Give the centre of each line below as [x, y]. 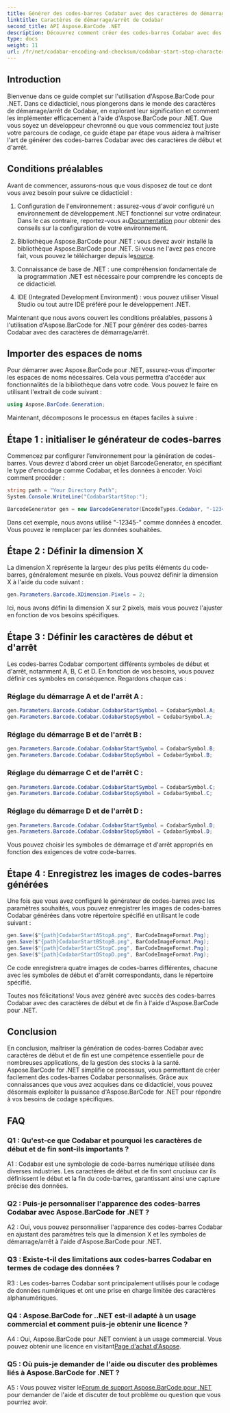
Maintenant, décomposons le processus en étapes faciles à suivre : [102, 418]
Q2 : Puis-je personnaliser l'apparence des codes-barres [104, 1204]
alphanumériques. [33, 1298]
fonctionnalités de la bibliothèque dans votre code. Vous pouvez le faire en [112, 384]
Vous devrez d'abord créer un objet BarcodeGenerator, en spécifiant [125, 463]
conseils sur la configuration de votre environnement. [92, 228]
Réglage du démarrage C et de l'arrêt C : [75, 773]
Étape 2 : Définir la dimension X [75, 551]
